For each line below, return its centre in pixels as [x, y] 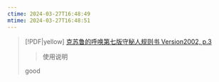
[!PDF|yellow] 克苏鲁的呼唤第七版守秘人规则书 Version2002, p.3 [118, 41]
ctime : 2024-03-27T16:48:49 [49, 14]
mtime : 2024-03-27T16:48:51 [49, 20]
